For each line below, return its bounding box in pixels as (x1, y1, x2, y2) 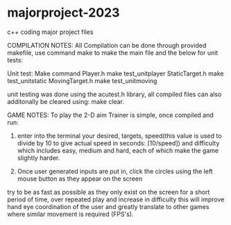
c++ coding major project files (7, 28, 94, 36)
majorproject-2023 (7, 5, 120, 21)
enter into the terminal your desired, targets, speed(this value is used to (17, 132, 222, 140)
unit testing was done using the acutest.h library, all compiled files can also (7, 90, 222, 98)
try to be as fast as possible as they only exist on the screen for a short (7, 188, 210, 196)
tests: (7, 55, 23, 64)
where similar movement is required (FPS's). (7, 210, 134, 218)
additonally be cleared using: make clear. (7, 97, 125, 105)
